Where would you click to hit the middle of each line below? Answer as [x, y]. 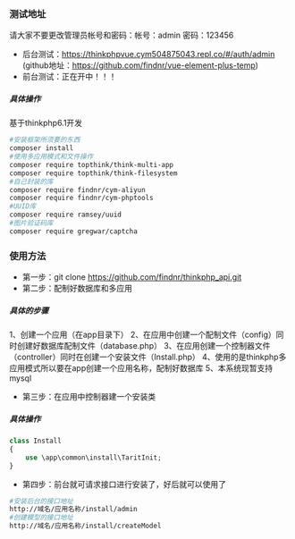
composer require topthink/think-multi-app [92, 164]
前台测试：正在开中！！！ [69, 77]
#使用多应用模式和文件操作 [51, 157]
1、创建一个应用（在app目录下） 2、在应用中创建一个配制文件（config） [143, 335]
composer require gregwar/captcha [74, 231]
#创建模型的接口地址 [42, 518]
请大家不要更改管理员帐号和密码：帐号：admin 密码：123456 [122, 35]
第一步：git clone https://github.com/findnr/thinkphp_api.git [132, 277]
